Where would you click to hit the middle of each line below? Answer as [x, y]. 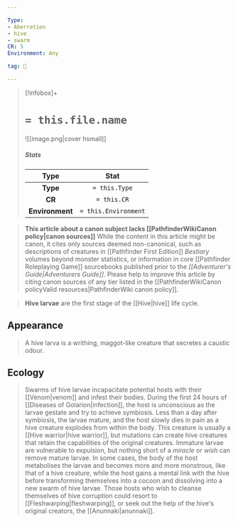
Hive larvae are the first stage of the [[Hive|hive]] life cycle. [112, 303]
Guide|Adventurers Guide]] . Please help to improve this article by [120, 274]
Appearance [36, 326]
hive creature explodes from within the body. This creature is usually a [128, 428]
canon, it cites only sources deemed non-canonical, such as [113, 244]
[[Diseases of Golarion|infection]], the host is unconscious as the [120, 405]
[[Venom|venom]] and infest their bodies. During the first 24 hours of [126, 397]
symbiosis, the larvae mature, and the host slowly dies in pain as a [121, 420]
